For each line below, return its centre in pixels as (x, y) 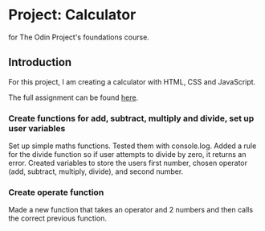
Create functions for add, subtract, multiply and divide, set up (131, 118)
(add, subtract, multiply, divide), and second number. (96, 171)
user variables (37, 128)
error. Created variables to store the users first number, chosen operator (128, 163)
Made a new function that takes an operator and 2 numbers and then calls (131, 210)
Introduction (40, 62)
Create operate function (56, 192)
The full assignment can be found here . (73, 97)
